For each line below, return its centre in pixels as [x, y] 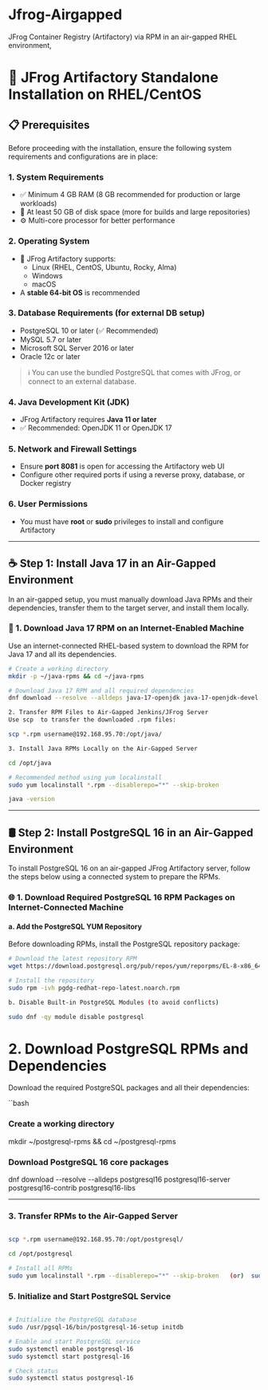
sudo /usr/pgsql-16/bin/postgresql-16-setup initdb [96, 1327]
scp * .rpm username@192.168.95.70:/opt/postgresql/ [96, 1240]
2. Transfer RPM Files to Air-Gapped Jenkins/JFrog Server [108, 713]
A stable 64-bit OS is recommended [80, 292]
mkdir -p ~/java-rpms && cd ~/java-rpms [77, 676]
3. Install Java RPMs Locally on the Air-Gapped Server [103, 748]
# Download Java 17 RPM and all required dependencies [101, 691]
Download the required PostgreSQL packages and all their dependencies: [129, 1088]
